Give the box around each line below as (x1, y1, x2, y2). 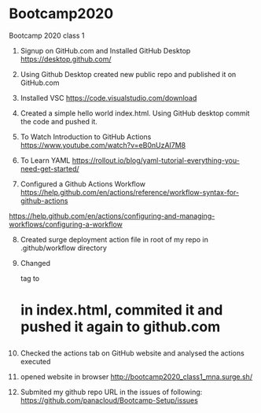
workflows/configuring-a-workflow (9, 219, 123, 229)
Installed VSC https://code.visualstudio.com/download (20, 93, 197, 102)
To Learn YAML (20, 155, 71, 165)
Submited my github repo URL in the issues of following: (20, 387, 203, 397)
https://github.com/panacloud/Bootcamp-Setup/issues (20, 396, 199, 405)
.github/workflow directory (20, 243, 107, 253)
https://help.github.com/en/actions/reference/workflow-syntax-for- (20, 187, 239, 197)
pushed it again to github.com (20, 318, 221, 336)
